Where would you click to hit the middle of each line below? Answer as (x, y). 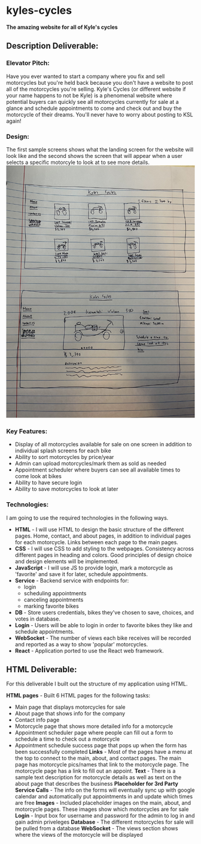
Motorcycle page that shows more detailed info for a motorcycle (94, 726)
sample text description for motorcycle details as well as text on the (98, 777)
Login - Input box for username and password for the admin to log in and (105, 816)
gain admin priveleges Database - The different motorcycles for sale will (104, 822)
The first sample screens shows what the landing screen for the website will (100, 149)
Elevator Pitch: (28, 63)
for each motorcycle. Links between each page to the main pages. (96, 542)
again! (14, 121)
